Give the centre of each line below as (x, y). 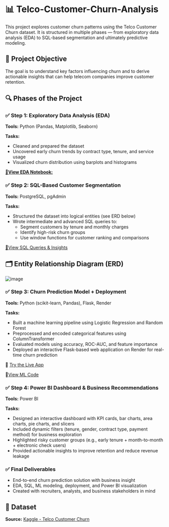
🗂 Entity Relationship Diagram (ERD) (65, 264)
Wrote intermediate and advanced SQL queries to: (65, 221)
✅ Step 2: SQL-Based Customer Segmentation (63, 185)
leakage (21, 456)
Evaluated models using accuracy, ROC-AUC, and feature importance (85, 344)
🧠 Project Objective (36, 59)
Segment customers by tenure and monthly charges (74, 227)
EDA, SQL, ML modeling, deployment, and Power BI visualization (80, 486)
